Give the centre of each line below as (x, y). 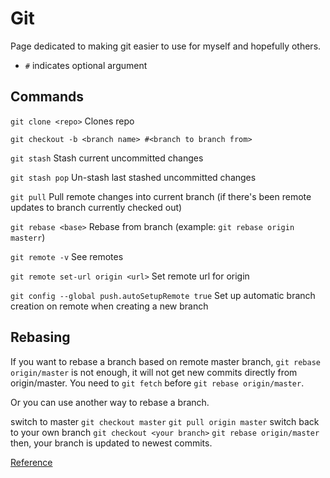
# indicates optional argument (86, 65)
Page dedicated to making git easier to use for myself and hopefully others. (166, 46)
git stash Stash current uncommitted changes (107, 158)
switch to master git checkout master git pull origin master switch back (165, 421)
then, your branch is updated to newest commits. (111, 443)
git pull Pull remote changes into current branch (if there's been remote (161, 196)
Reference (31, 462)
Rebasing (40, 337)
